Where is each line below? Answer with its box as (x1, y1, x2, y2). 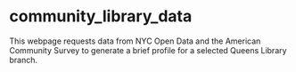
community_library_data (9, 6, 193, 27)
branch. (9, 54, 38, 65)
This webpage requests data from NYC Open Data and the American (9, 36, 261, 46)
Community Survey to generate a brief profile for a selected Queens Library (9, 44, 287, 55)
